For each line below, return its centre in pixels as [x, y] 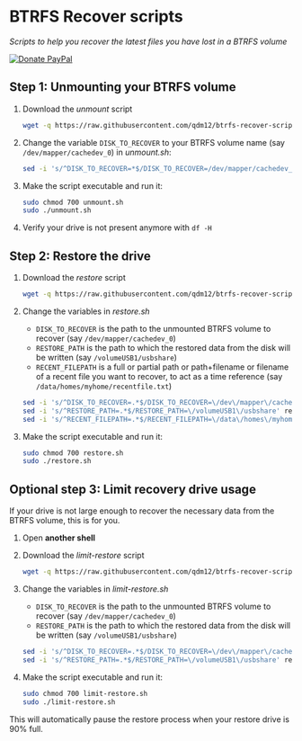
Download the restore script [74, 278]
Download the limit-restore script [83, 556]
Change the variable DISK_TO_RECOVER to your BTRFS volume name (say [154, 142]
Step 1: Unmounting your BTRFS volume [123, 87]
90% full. [26, 728]
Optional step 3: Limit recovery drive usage [133, 489]
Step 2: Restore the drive [80, 256]
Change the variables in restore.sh [86, 311]
